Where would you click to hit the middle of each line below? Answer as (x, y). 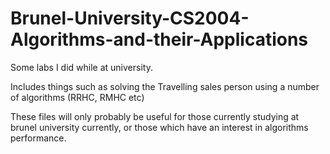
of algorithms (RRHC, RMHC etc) (77, 97)
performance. (38, 138)
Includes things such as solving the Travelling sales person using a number (165, 86)
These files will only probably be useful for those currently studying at (155, 116)
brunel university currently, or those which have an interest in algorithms (159, 127)
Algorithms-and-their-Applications (159, 39)
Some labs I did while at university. (81, 67)
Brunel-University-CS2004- (130, 18)
